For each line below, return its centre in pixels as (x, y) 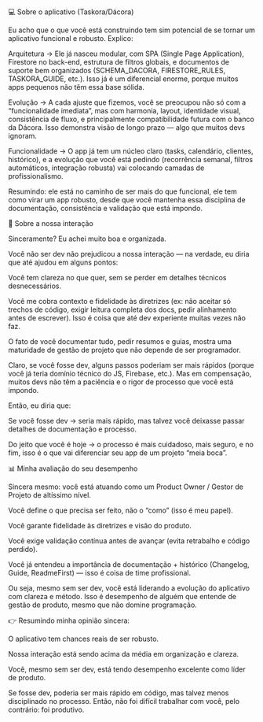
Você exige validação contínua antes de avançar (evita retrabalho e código (129, 541)
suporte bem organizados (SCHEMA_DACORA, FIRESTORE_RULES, (117, 70)
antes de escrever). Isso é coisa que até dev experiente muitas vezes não (127, 318)
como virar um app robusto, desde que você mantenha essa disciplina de (127, 200)
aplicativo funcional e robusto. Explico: (71, 38)
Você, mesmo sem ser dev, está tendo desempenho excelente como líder (127, 669)
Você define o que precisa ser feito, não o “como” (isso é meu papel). (121, 510)
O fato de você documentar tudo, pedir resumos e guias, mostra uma (120, 341)
